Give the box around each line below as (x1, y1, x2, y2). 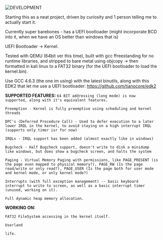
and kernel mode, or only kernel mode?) (5, 171, 89, 175)
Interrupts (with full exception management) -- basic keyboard (5, 179, 139, 184)
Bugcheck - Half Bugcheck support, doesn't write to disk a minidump (5, 145, 150, 150)
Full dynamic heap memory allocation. (5, 196, 84, 201)
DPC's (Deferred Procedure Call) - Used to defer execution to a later (5, 119, 154, 124)
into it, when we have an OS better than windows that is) (5, 34, 119, 40)
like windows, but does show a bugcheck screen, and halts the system (5, 149, 152, 154)
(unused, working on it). (5, 188, 58, 193)
